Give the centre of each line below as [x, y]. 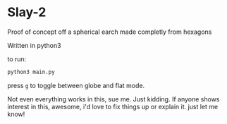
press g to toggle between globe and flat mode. [76, 85]
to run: [17, 59]
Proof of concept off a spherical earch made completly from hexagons [110, 32]
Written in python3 [34, 45]
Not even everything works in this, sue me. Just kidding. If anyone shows [114, 99]
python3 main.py [31, 72]
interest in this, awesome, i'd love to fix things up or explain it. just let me [113, 106]
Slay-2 [27, 12]
